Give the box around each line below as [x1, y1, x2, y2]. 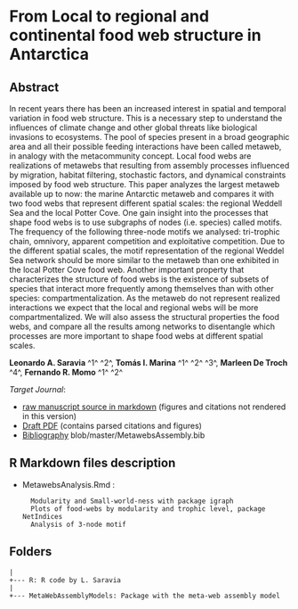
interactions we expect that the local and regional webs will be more [9, 302, 259, 313]
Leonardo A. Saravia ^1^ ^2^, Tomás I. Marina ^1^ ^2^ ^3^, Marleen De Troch [9, 358, 288, 367]
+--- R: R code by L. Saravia [9, 575, 122, 585]
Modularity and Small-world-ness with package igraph [30, 497, 234, 506]
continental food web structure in [9, 25, 262, 45]
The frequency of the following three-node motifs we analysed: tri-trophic [9, 226, 280, 237]
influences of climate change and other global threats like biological [9, 122, 258, 133]
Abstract [9, 79, 60, 95]
